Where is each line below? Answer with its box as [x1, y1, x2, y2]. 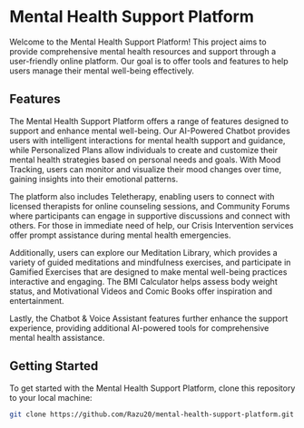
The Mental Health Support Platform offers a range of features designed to [9, 115, 289, 126]
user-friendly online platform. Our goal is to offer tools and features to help [9, 55, 289, 66]
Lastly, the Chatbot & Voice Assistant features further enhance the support [9, 313, 289, 324]
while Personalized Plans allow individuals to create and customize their [9, 144, 279, 155]
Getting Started [9, 358, 99, 374]
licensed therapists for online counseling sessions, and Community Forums [9, 200, 290, 211]
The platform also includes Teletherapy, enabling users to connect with [9, 190, 275, 201]
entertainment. [9, 295, 65, 306]
